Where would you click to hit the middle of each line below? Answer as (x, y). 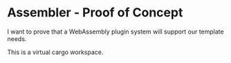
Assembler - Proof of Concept (95, 13)
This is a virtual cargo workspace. (55, 52)
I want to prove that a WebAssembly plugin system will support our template (115, 32)
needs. (17, 38)
